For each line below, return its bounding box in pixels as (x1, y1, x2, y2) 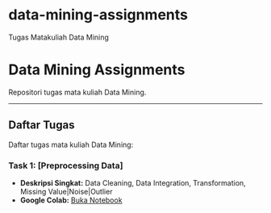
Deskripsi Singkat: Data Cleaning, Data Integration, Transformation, (19, 177, 246, 187)
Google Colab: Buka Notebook (19, 195, 123, 205)
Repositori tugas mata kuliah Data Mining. (8, 87, 147, 97)
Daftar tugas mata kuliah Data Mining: (8, 140, 134, 149)
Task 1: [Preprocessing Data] (8, 160, 123, 171)
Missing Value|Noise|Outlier (19, 186, 113, 196)
